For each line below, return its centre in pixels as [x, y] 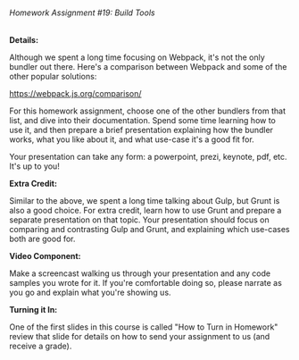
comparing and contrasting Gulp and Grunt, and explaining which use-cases [149, 230]
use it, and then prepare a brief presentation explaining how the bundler [141, 130]
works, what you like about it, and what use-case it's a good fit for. [132, 139]
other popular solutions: [53, 77]
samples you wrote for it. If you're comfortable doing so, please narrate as [146, 283]
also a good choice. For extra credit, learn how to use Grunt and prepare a [145, 211]
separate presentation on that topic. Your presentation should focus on [139, 220]
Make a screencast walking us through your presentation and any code [140, 273]
